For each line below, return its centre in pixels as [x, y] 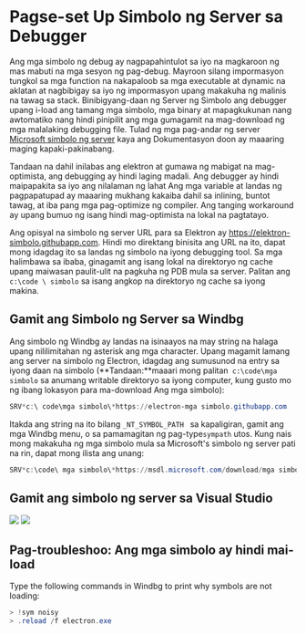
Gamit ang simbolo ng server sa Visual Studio [141, 498]
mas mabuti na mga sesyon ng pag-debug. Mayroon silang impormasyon [147, 71]
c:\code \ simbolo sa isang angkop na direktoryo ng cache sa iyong [138, 281]
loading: [25, 596]
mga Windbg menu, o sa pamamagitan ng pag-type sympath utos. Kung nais [151, 433]
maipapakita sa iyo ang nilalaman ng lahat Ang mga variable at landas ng [146, 185]
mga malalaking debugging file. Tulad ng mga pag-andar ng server [135, 129]
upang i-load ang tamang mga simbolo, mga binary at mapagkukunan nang [151, 109]
